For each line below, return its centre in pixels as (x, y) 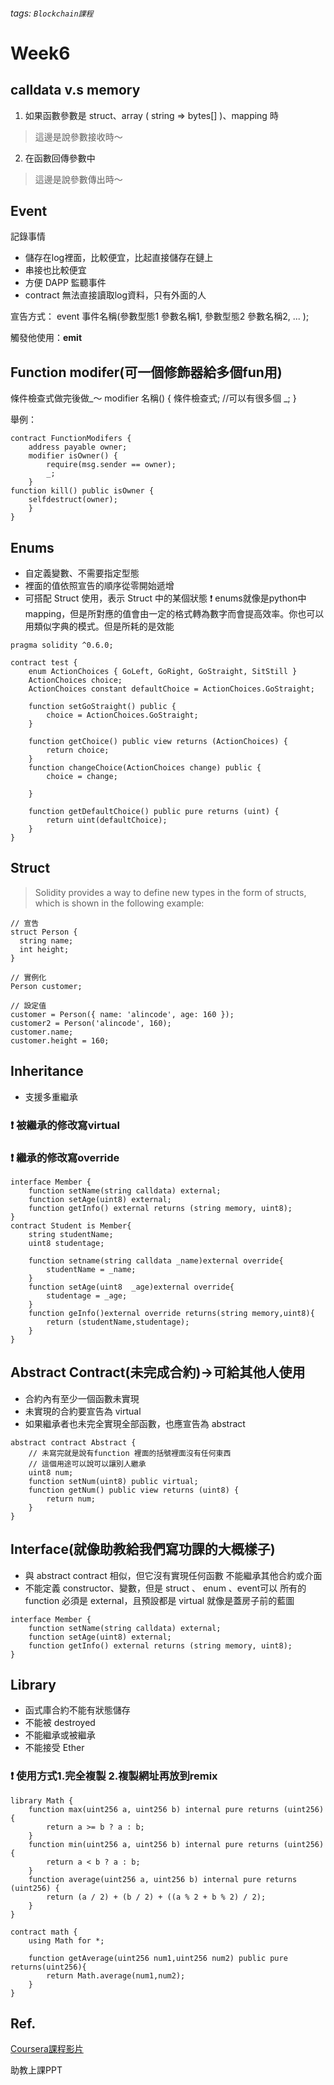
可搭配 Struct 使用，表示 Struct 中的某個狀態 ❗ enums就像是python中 (165, 598)
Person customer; (46, 986)
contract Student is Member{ (71, 1225)
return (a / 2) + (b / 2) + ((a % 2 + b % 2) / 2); (156, 1897)
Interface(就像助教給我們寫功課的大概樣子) (143, 1549)
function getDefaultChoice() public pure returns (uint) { (154, 812)
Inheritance (47, 1071)
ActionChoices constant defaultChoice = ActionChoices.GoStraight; (171, 689)
